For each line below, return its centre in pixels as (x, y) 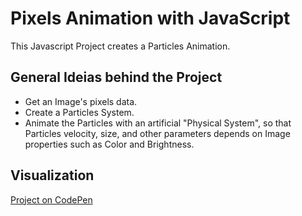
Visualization (52, 175)
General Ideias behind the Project (116, 77)
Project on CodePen (51, 199)
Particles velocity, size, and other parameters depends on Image (157, 133)
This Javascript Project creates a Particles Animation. (120, 46)
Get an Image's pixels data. (81, 101)
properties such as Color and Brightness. (109, 144)
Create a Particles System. (79, 112)
